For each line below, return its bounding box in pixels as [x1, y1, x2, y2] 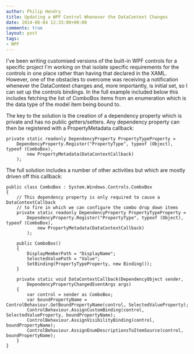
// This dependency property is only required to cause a [16, 194, 160, 200]
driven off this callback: [6, 173, 63, 180]
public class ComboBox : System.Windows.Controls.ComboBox [6, 184, 153, 190]
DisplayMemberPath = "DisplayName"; [27, 250, 116, 256]
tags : [6, 36, 19, 42]
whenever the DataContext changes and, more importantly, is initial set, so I [6, 82, 188, 89]
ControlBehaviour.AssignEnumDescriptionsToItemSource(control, [27, 327, 184, 334]
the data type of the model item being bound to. [6, 101, 121, 108]
